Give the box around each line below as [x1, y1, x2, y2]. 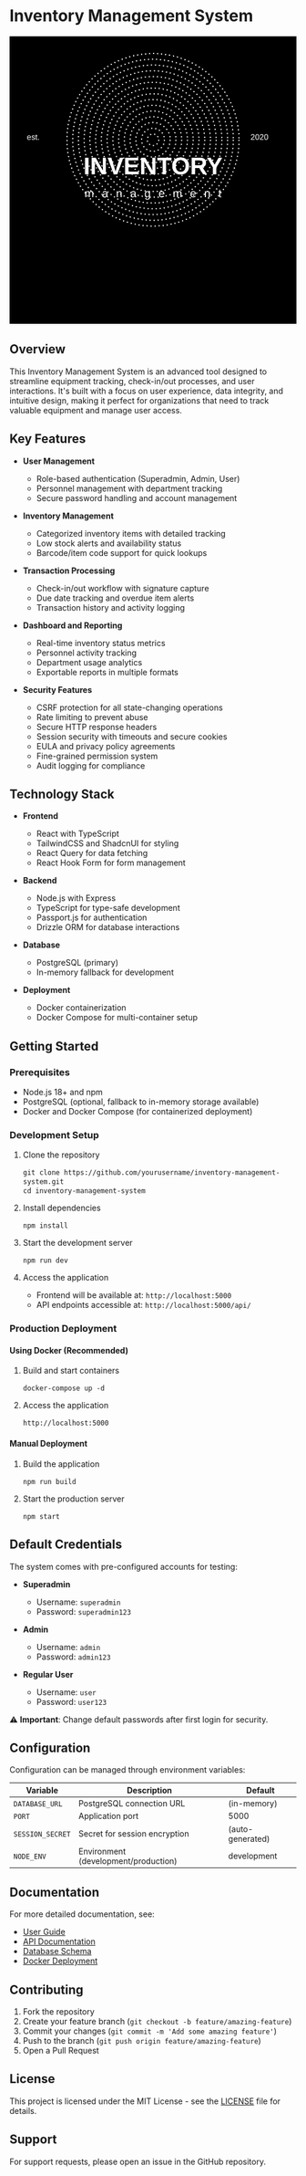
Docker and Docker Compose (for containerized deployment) [22, 1106, 253, 1117]
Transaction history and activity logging [36, 602, 185, 612]
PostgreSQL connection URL [78, 1798, 186, 1809]
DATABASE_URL [13, 1800, 63, 1809]
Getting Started [9, 1038, 99, 1054]
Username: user [36, 1686, 97, 1698]
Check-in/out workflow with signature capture [36, 582, 209, 593]
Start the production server [22, 1493, 125, 1504]
